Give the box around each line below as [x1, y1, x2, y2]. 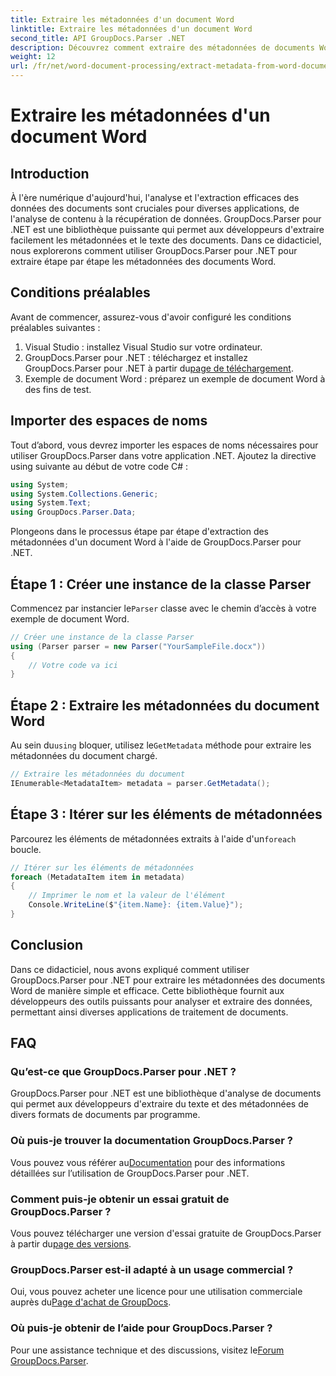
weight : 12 [10, 52, 56, 62]
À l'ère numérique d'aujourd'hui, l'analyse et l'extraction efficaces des [10, 192, 300, 203]
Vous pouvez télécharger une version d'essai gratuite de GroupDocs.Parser [10, 1227, 322, 1240]
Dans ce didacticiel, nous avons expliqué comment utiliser [10, 963, 250, 975]
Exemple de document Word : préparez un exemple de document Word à [24, 372, 326, 385]
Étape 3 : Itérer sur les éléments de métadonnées [10, 806, 323, 823]
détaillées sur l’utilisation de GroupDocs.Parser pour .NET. [10, 1167, 250, 1179]
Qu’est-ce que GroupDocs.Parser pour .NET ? [10, 1065, 237, 1079]
